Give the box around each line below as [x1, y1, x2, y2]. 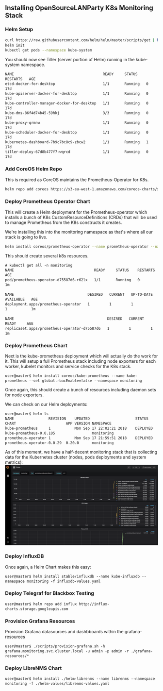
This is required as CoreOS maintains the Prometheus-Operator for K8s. [5, 177, 149, 183]
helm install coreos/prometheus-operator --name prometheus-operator [5, 244, 149, 249]
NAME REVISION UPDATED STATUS [5, 416, 149, 421]
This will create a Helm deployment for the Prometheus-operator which [5, 209, 147, 215]
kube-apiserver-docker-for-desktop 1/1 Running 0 [5, 91, 149, 96]
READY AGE [5, 321, 34, 326]
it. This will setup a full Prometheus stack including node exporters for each [5, 358, 156, 364]
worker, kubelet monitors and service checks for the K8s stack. [5, 363, 132, 369]
